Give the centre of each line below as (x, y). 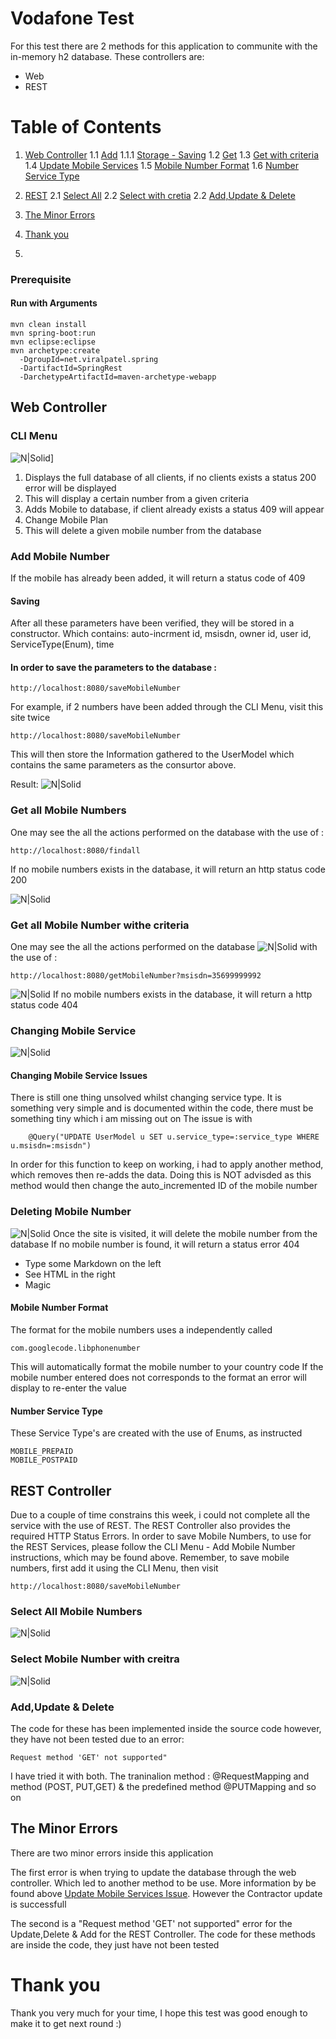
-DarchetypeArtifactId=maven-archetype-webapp (118, 377)
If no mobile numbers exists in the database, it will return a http (182, 994)
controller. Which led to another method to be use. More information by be (163, 1883)
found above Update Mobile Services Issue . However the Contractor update (166, 1893)
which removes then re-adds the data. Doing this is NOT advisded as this (161, 1175)
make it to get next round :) (66, 2023)
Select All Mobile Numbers (76, 1611)
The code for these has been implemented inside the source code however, (166, 1728)
